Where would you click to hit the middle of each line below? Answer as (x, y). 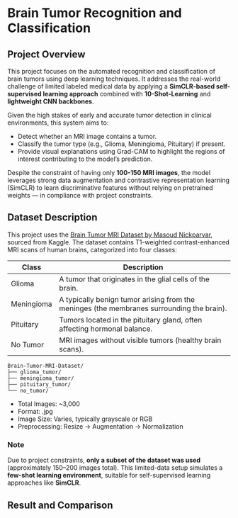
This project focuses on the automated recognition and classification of (112, 71)
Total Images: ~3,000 (49, 404)
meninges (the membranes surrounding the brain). (143, 308)
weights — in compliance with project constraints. (80, 195)
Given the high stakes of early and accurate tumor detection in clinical (109, 115)
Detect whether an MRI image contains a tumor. (87, 136)
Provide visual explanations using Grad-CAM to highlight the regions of (121, 151)
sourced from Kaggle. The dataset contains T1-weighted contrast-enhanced (119, 242)
